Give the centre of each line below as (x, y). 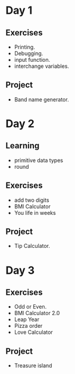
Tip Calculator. (32, 246)
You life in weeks (35, 213)
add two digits (32, 200)
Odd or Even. (30, 307)
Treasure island (33, 366)
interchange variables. (42, 66)
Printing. (24, 47)
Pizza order (28, 326)
